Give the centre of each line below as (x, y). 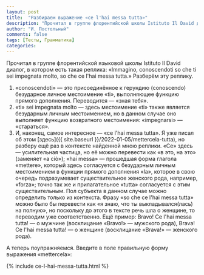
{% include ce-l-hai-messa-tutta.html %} (58, 266)
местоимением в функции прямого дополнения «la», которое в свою (105, 171)
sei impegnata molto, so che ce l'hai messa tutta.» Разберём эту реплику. (100, 76)
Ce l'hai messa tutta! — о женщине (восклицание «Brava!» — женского (106, 229)
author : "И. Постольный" (38, 29)
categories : (21, 46)
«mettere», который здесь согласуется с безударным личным (95, 165)
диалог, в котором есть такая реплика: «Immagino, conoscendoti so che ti (101, 69)
